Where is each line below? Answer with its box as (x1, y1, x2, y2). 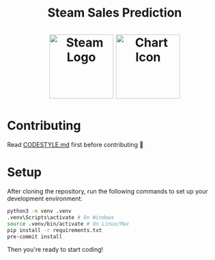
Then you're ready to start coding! (7, 246, 104, 254)
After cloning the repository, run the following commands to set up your (7, 187, 208, 196)
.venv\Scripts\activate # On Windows (7, 213, 115, 221)
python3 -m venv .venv (7, 208, 72, 215)
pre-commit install (7, 233, 63, 240)
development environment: (7, 194, 83, 203)
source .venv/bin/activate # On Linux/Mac (7, 220, 130, 227)
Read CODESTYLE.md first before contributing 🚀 (7, 141, 144, 149)
